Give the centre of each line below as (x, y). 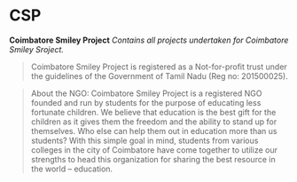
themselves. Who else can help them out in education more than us (154, 131)
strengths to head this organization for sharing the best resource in (153, 159)
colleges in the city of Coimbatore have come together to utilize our (154, 150)
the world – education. (72, 169)
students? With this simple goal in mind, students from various (145, 140)
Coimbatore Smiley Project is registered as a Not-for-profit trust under (159, 67)
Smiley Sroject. (37, 49)
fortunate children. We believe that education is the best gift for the (153, 112)
